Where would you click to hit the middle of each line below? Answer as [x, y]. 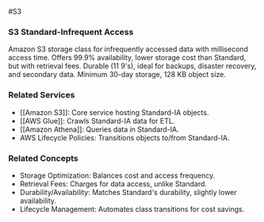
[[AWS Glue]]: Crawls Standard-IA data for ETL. [97, 121]
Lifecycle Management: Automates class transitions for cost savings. [132, 209]
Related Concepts [44, 158]
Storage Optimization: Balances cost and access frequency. [117, 175]
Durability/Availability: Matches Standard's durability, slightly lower [128, 192]
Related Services [42, 95]
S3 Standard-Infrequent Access [71, 32]
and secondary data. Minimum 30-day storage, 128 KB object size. [117, 75]
